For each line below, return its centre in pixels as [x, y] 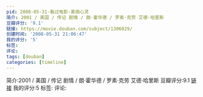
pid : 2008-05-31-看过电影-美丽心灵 [48, 12]
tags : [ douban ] [26, 57]
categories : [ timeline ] [36, 62]
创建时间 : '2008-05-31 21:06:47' [47, 34]
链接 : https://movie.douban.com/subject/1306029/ [69, 29]
